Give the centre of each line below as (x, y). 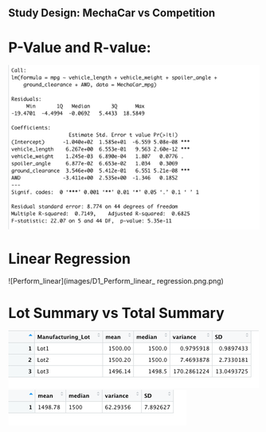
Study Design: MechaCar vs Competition (112, 13)
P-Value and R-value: (80, 47)
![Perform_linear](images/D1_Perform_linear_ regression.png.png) (116, 281)
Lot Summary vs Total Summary (116, 313)
